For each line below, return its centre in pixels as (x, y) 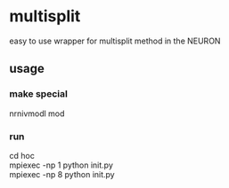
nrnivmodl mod (37, 114)
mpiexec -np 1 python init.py (61, 165)
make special (39, 94)
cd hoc (22, 155)
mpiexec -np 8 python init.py (62, 174)
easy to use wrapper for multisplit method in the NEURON (115, 41)
